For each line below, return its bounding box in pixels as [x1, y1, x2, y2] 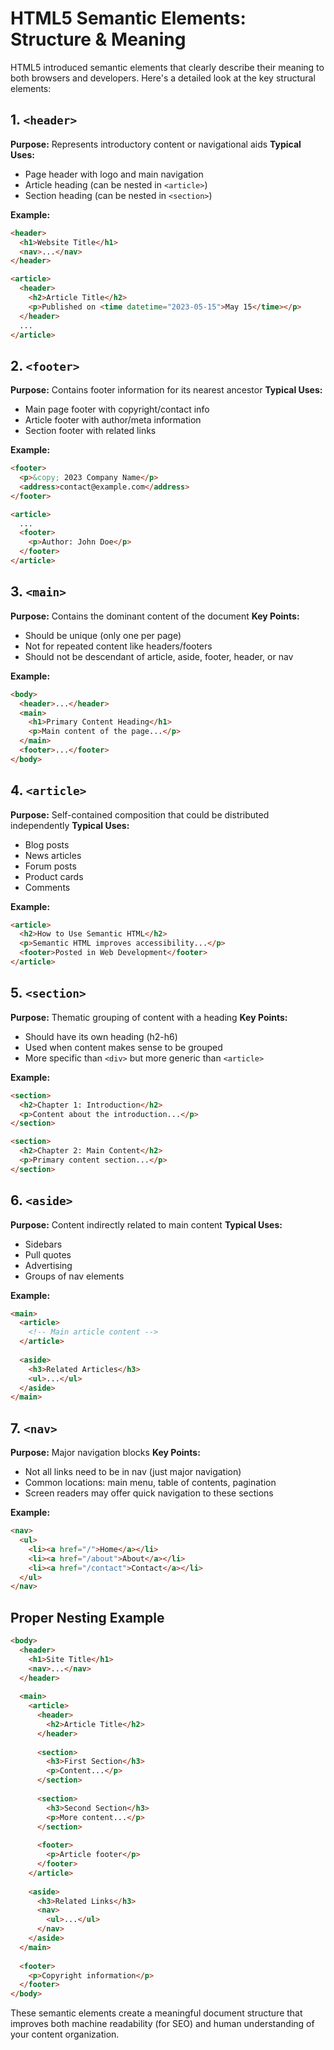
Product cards [24, 870, 84, 882]
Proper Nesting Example [10, 1609, 165, 1626]
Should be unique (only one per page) [24, 629, 182, 641]
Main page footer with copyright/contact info [24, 403, 210, 416]
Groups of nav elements [24, 1270, 125, 1282]
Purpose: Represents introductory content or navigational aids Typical [10, 138, 302, 150]
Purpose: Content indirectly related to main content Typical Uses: [10, 1218, 283, 1231]
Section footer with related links [24, 425, 157, 437]
